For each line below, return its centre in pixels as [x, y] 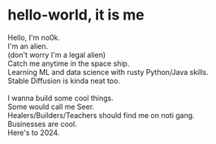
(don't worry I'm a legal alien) [57, 55]
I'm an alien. [28, 46]
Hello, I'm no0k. [34, 37]
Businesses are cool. [43, 124]
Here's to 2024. [34, 133]
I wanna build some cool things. [61, 98]
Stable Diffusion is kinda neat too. [64, 81]
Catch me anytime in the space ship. [69, 63]
